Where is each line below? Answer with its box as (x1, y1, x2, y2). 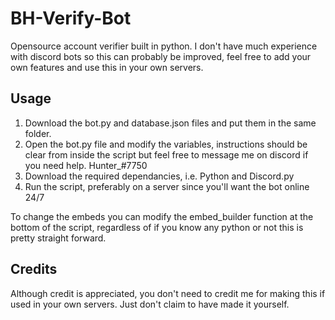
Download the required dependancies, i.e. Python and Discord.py (24, 170, 295, 182)
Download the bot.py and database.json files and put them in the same (24, 117, 317, 129)
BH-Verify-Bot (10, 7, 132, 30)
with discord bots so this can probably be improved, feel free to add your (10, 50, 312, 62)
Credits (10, 261, 58, 278)
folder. (24, 127, 52, 139)
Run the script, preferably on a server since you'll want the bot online (24, 180, 310, 192)
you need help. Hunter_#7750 (24, 159, 148, 171)
